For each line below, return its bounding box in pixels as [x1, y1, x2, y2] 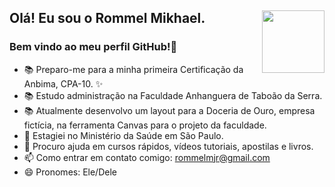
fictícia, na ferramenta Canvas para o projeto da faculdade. [23, 119, 267, 131]
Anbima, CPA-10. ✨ [23, 77, 104, 90]
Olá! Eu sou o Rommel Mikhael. [9, 10, 206, 27]
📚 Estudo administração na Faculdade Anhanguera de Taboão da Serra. [23, 89, 323, 101]
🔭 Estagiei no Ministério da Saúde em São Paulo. [23, 129, 224, 141]
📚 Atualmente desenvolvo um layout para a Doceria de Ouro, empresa [23, 104, 316, 116]
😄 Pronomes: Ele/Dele [23, 166, 117, 178]
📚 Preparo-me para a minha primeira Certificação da [23, 63, 244, 75]
